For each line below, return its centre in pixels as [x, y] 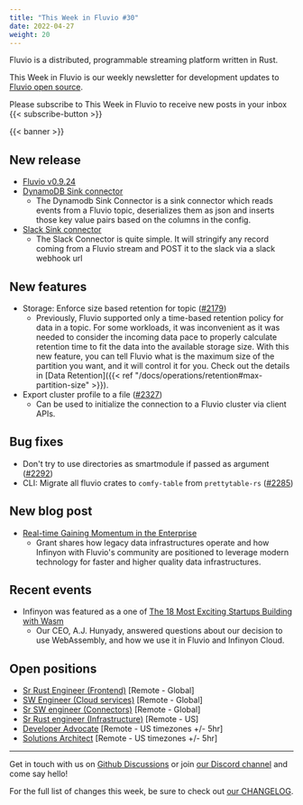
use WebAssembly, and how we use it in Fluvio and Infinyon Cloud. [160, 640]
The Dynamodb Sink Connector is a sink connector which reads [154, 201]
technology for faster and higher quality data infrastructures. [148, 562]
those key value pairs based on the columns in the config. [143, 220]
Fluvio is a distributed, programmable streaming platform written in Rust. [144, 60]
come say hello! [39, 774]
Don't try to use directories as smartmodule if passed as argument [146, 463]
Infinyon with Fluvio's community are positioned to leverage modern [162, 552]
